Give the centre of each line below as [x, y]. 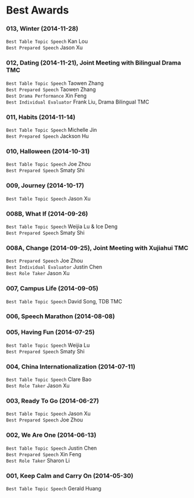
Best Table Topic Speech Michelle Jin [52, 130]
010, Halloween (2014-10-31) [48, 151]
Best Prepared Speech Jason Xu [45, 48]
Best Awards [38, 10]
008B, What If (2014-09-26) [47, 213]
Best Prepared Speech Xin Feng [44, 454]
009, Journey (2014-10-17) [45, 186]
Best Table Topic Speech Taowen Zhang [55, 83]
